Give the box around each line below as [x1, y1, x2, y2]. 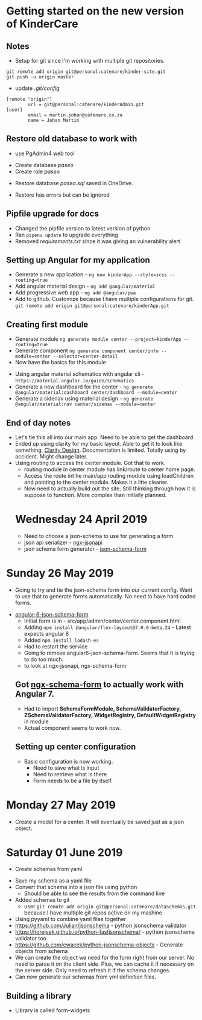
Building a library [6, 990, 72, 1001]
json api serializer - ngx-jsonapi [24, 539, 103, 546]
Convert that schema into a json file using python [14, 884, 137, 891]
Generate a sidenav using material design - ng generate [14, 395, 154, 402]
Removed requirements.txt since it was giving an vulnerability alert [14, 237, 181, 245]
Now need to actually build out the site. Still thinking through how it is [24, 485, 196, 492]
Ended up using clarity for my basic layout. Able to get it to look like [14, 440, 183, 448]
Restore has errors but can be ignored [14, 191, 110, 198]
